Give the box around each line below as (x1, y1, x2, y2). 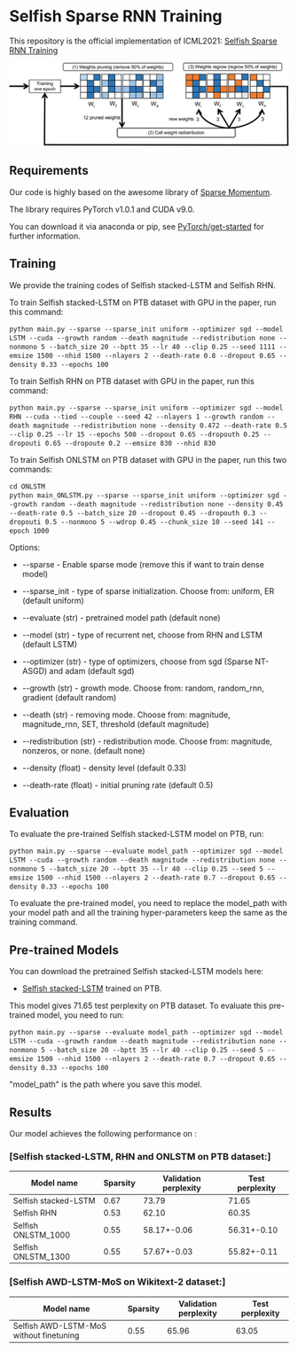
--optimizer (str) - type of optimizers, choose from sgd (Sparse (21, 656, 254, 667)
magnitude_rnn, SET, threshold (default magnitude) (21, 718, 210, 729)
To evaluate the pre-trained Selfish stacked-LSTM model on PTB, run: (9, 829, 264, 840)
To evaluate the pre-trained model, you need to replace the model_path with (9, 898, 287, 909)
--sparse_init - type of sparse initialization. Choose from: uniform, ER (21, 585, 275, 596)
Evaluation (9, 805, 69, 821)
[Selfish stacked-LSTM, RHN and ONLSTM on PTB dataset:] (9, 1151, 271, 1163)
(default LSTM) (21, 638, 78, 649)
